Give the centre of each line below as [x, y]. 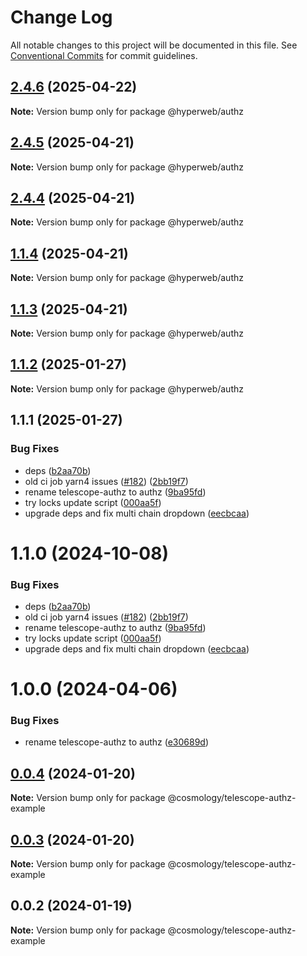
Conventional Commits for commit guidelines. [104, 55]
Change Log [61, 17]
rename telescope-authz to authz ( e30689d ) [117, 742]
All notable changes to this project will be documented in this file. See [154, 45]
